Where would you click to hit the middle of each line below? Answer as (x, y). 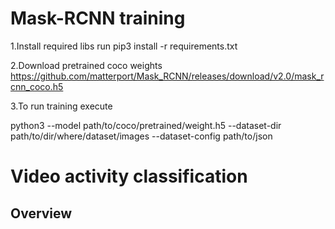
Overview (41, 213)
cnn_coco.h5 (37, 86)
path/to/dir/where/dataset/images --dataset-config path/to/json (141, 136)
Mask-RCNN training (98, 18)
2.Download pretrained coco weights (86, 65)
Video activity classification (129, 176)
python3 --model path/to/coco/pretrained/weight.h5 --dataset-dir (146, 125)
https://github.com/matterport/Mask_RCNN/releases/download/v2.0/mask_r (167, 76)
